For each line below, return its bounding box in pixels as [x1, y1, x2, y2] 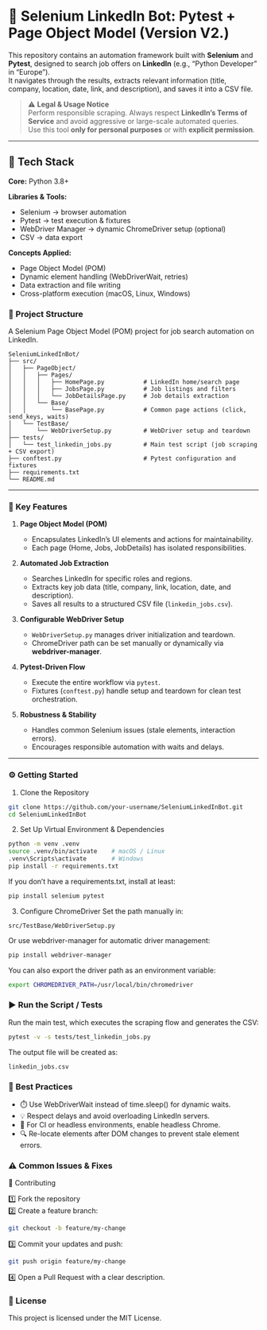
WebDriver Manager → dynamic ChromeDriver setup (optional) [19, 224, 226, 234]
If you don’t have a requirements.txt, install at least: [8, 876, 176, 886]
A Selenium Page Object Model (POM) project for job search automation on [8, 327, 254, 336]
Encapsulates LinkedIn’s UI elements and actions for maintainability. [31, 535, 253, 544]
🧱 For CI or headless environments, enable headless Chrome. [19, 1119, 221, 1129]
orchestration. [31, 694, 78, 704]
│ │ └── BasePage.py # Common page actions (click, [8, 406, 247, 414]
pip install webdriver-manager [8, 951, 112, 959]
